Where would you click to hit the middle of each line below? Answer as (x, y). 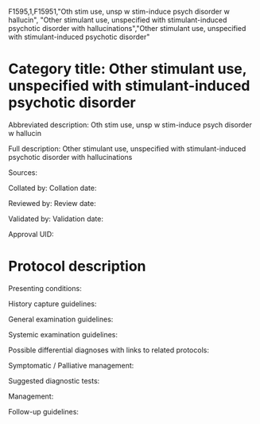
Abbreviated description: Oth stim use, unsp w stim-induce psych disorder (130, 124)
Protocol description (77, 266)
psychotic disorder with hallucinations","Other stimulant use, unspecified (127, 28)
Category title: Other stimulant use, (128, 69)
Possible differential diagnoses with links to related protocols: (109, 350)
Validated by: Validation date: (56, 219)
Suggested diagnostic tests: (54, 380)
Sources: (23, 172)
